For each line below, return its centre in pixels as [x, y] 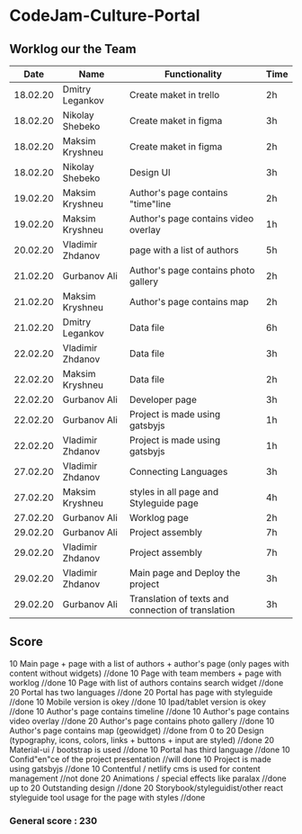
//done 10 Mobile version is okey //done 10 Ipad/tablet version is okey [138, 702]
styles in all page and [173, 492]
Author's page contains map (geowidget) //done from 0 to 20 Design [137, 731]
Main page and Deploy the [185, 573]
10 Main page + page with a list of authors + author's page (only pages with [149, 663]
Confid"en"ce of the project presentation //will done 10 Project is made [140, 759]
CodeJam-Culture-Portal [105, 16]
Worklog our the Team [73, 49]
